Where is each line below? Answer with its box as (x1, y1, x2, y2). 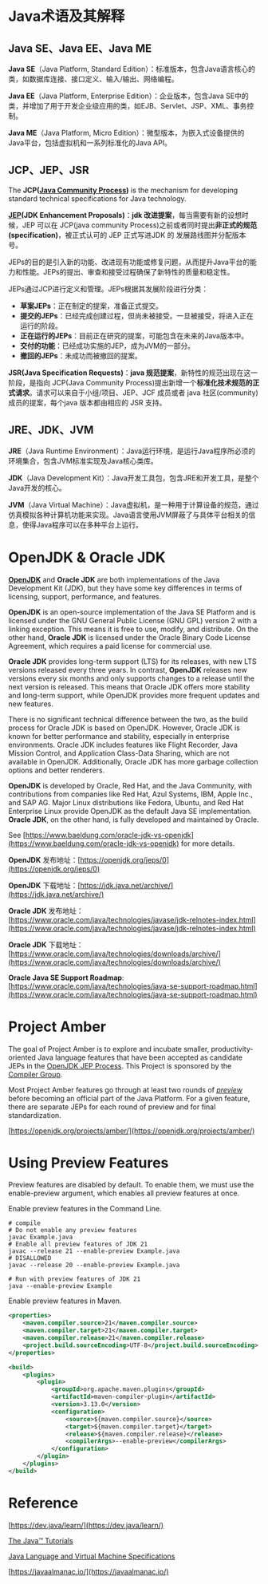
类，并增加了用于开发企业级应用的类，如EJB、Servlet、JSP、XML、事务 (8, 101, 247, 110)
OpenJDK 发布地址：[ (8, 855, 81, 864)
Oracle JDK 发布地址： (8, 906, 84, 915)
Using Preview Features (8, 1154, 169, 1171)
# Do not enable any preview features (8, 1227, 137, 1234)
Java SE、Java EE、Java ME (8, 41, 152, 55)
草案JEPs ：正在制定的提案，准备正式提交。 (19, 301, 164, 310)
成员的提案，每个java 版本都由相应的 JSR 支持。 (8, 397, 167, 407)
